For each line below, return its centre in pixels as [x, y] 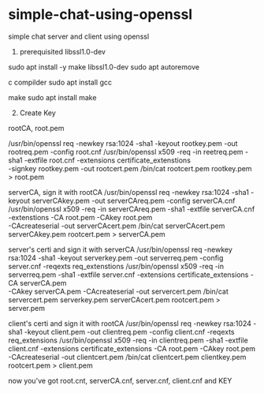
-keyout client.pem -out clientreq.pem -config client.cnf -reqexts [129, 331]
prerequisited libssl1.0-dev [63, 51]
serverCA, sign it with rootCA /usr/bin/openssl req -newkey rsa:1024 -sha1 [129, 192]
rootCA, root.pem [36, 128]
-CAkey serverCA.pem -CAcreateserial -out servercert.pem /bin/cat [118, 291]
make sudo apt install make [52, 97]
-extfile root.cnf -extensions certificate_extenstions [108, 160]
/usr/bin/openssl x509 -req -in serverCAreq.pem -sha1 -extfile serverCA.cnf [132, 209]
